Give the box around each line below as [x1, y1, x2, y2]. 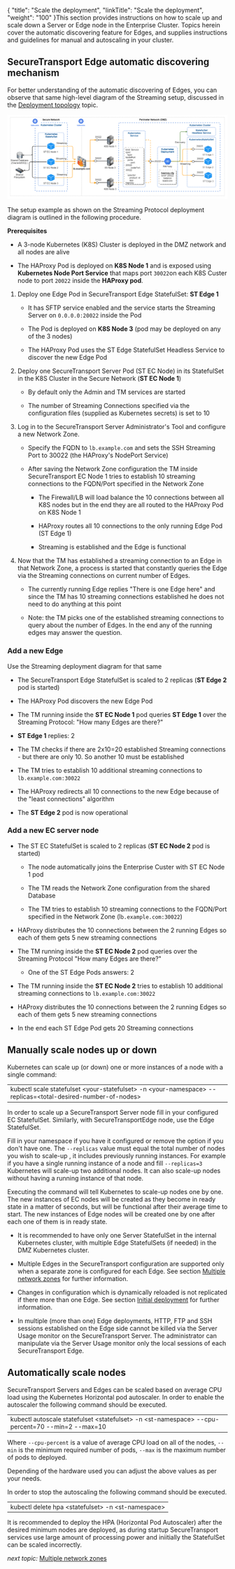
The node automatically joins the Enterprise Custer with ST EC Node [27, 862, 225, 871]
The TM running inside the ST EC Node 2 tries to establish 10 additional [17, 981, 224, 990]
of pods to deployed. [7, 1453, 68, 1462]
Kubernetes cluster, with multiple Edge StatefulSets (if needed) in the [17, 1238, 217, 1247]
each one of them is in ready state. [7, 1217, 108, 1226]
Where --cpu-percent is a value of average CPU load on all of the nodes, [7, 1438, 217, 1446]
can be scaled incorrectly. [7, 1541, 83, 1549]
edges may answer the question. [27, 629, 122, 637]
